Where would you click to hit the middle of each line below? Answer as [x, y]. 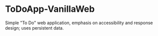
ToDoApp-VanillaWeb [50, 9]
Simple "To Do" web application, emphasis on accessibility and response [79, 23]
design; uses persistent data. [34, 28]
